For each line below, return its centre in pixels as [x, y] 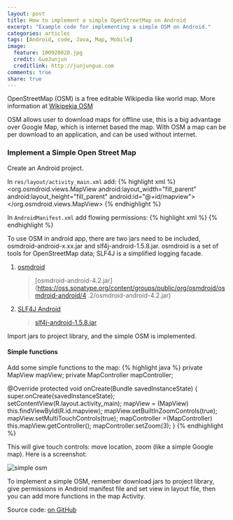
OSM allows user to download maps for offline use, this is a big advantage [114, 120]
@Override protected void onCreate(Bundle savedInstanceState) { [103, 388]
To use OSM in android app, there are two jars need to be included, [104, 238]
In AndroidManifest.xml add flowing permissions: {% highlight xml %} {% [113, 217]
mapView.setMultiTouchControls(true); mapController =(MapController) [110, 418]
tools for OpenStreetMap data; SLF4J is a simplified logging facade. [105, 253]
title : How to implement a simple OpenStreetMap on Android [97, 20]
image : [17, 46]
